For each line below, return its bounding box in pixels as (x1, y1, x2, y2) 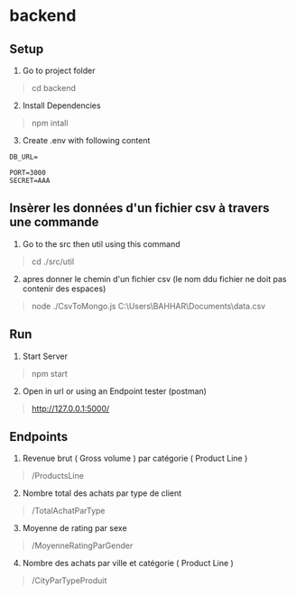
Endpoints (9, 429, 69, 444)
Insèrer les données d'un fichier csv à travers (9, 200, 270, 216)
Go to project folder (22, 65, 96, 76)
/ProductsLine (31, 471, 84, 481)
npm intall (31, 118, 69, 128)
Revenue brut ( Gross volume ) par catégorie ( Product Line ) (22, 453, 248, 464)
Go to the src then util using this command (22, 238, 180, 249)
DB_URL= (9, 152, 39, 161)
